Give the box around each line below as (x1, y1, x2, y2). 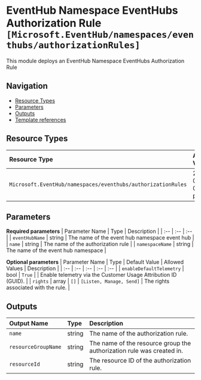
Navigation (6, 81, 48, 91)
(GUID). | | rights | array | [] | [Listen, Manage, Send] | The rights (6, 277, 170, 285)
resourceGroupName (9, 343, 62, 351)
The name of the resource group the (89, 339, 191, 348)
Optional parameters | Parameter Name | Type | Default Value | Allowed (6, 259, 184, 266)
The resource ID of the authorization (89, 357, 191, 365)
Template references (14, 116, 66, 123)
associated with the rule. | (6, 284, 70, 291)
